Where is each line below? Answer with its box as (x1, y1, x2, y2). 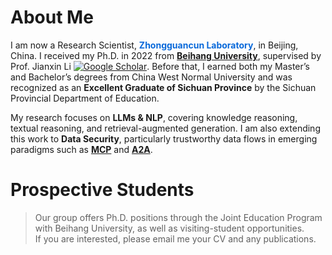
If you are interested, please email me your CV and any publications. (34, 232, 317, 245)
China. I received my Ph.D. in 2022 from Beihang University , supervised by (10, 49, 322, 61)
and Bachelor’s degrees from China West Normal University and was (10, 71, 293, 83)
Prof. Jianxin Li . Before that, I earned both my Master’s (10, 60, 310, 72)
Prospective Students (10, 179, 195, 201)
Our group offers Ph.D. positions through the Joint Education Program (34, 211, 323, 223)
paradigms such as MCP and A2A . (10, 143, 153, 155)
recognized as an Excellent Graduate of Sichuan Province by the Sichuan (10, 81, 317, 93)
